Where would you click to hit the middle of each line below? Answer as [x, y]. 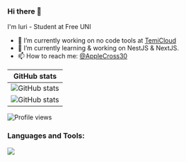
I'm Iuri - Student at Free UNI [49, 27]
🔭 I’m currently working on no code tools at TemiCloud [97, 40]
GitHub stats [35, 76]
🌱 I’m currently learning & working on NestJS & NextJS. [98, 48]
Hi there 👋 [25, 11]
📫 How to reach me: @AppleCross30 [72, 56]
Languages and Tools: [46, 136]
